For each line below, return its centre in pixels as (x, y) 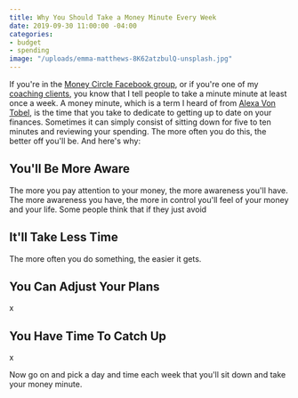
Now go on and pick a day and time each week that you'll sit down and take (148, 375)
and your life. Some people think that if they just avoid (108, 209)
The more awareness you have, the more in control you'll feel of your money (149, 199)
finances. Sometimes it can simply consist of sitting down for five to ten (140, 122)
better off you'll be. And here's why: (75, 141)
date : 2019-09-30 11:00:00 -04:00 (73, 26)
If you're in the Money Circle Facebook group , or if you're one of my (134, 84)
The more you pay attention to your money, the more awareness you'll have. (149, 190)
